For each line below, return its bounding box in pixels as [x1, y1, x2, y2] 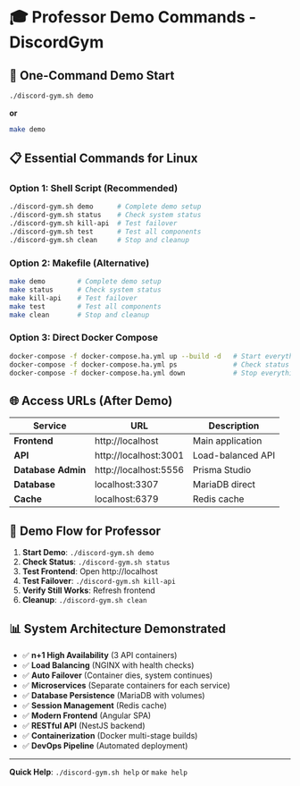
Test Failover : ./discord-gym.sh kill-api [21, 576, 176, 587]
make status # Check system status [9, 285, 162, 294]
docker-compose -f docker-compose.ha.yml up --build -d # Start [9, 351, 262, 360]
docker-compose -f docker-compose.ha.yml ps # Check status [9, 359, 290, 369]
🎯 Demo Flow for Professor [9, 523, 162, 538]
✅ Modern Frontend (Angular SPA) [21, 710, 152, 721]
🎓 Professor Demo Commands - [9, 7, 257, 28]
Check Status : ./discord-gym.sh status [21, 556, 171, 568]
